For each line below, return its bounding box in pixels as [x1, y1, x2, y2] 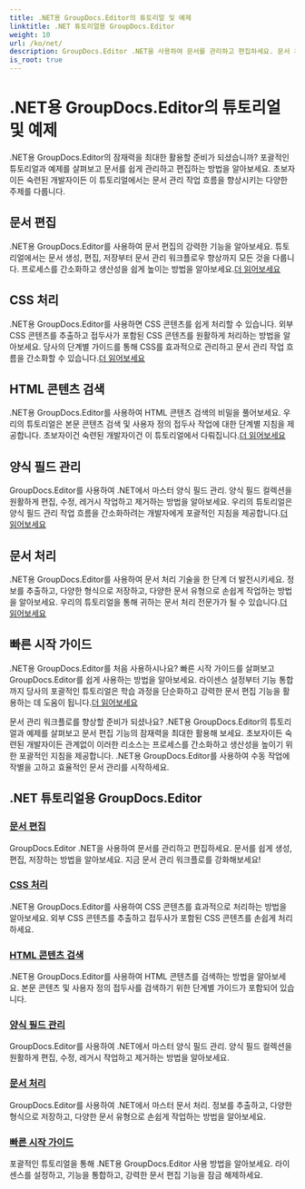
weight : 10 [9, 30, 51, 39]
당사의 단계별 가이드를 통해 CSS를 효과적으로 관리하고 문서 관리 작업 [43, 341, 284, 352]
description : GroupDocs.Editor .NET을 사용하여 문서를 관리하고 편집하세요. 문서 [9, 47, 290, 56]
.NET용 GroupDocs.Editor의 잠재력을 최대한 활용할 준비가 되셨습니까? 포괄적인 [9, 152, 290, 162]
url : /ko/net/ [9, 38, 64, 48]
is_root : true [9, 55, 64, 64]
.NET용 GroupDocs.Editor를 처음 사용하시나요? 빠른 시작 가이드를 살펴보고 [9, 663, 275, 673]
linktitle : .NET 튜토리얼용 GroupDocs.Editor [9, 22, 175, 31]
